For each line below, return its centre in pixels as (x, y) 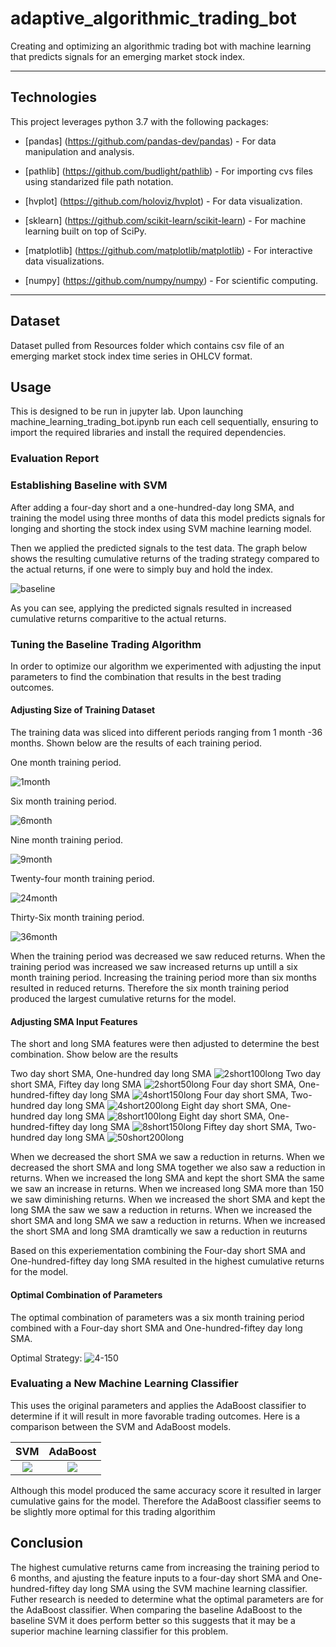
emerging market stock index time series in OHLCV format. (131, 356)
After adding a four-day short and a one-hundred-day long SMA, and (152, 507)
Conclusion (47, 1543)
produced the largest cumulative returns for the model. (123, 999)
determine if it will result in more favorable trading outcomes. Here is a (155, 1416)
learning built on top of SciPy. (85, 231)
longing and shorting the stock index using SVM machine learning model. (161, 528)
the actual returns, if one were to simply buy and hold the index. (142, 569)
